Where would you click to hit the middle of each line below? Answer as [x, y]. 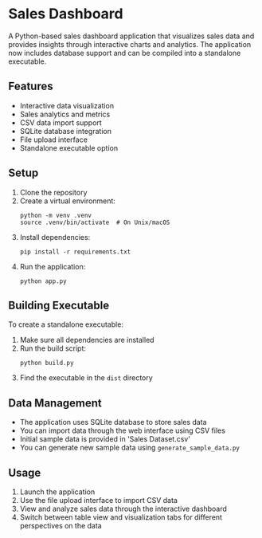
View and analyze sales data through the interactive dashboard [123, 509]
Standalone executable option [68, 147]
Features [31, 86]
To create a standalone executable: [66, 324]
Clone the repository [53, 192]
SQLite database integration [65, 131]
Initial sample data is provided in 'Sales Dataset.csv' [105, 439]
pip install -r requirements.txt [75, 252]
